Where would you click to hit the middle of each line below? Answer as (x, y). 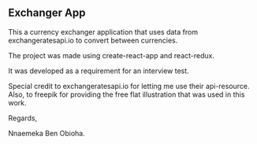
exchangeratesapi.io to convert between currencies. (93, 40)
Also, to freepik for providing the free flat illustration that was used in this (127, 94)
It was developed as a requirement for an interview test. (99, 71)
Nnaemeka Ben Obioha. (47, 133)
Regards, (23, 118)
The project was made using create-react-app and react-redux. (112, 55)
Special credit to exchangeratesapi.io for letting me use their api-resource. (129, 86)
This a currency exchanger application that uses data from (103, 31)
